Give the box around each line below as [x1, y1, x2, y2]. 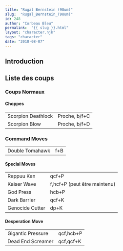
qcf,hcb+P [58, 230, 82, 237]
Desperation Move [5, 218, 43, 224]
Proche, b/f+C [58, 112, 90, 119]
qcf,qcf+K [58, 238, 82, 245]
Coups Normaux [5, 89, 45, 96]
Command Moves [5, 135, 48, 142]
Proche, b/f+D [58, 121, 90, 127]
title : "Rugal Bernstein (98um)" [5, 7, 73, 12]
